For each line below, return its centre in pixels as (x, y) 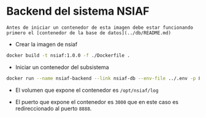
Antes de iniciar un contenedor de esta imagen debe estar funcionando (100, 28)
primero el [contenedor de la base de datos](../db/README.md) (89, 33)
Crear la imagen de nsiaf (46, 44)
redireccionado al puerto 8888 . (53, 108)
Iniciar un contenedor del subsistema (62, 67)
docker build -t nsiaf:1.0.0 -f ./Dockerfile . (68, 55)
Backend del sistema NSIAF (78, 11)
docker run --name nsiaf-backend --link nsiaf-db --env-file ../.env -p (101, 78)
